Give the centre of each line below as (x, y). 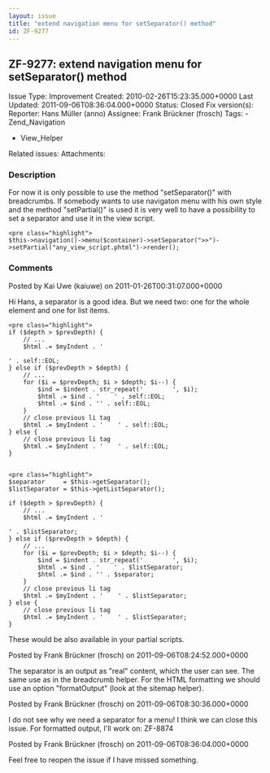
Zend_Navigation (37, 122)
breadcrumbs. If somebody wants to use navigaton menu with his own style (135, 201)
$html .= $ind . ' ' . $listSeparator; (111, 567)
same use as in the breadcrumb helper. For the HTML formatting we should (134, 679)
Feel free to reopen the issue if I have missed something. (103, 760)
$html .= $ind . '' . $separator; (96, 574)
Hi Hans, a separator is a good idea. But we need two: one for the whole (129, 301)
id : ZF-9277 (28, 31)
